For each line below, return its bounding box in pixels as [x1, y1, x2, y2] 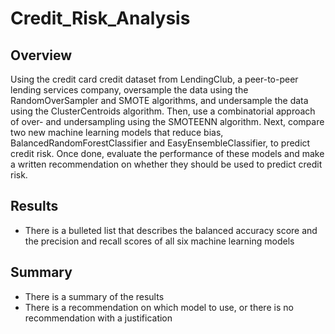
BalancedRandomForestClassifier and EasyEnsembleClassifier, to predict [10, 137, 311, 149]
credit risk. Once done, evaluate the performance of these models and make [10, 148, 325, 159]
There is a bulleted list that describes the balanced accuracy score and [24, 224, 318, 236]
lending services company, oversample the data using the [10, 84, 249, 96]
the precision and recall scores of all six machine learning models [24, 235, 295, 247]
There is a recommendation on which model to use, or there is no [24, 301, 294, 313]
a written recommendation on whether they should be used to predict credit [10, 158, 323, 170]
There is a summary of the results [24, 290, 165, 302]
